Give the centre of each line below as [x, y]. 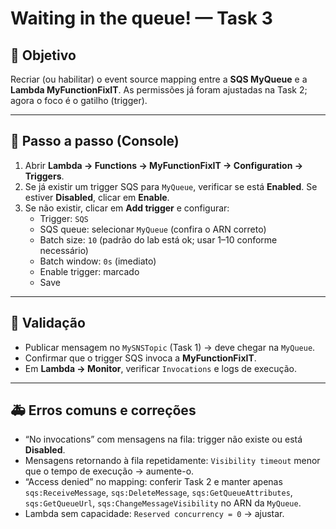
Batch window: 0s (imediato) [98, 261]
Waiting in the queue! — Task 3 [141, 18]
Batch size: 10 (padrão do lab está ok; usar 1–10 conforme [158, 239]
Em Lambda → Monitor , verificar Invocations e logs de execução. [160, 368]
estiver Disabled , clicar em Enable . [97, 197]
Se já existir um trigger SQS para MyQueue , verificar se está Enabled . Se [171, 186]
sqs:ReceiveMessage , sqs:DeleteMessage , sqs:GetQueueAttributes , [158, 493]
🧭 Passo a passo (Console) [95, 141]
